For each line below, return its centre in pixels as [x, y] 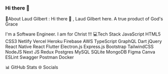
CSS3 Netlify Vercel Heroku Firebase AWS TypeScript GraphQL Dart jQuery [84, 41]
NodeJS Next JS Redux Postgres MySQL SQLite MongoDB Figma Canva [80, 52]
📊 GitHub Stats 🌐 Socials [32, 67]
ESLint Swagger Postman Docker [40, 57]
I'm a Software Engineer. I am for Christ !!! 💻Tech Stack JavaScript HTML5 [83, 34]
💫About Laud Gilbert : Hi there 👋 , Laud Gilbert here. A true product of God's [84, 19]
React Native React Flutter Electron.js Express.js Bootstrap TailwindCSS [79, 46]
